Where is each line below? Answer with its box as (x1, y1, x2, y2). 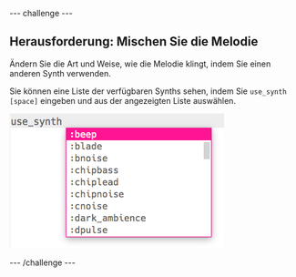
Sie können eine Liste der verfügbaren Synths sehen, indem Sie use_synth (9, 86, 287, 97)
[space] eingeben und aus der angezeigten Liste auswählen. (9, 95, 237, 106)
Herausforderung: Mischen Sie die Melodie (9, 34, 259, 49)
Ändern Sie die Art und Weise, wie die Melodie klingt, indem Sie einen (9, 58, 271, 69)
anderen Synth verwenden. (9, 67, 112, 78)
